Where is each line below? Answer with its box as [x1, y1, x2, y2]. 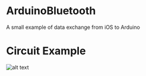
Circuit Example [6, 44, 86, 58]
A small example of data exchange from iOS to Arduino [6, 24, 141, 31]
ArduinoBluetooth [6, 4, 96, 18]
